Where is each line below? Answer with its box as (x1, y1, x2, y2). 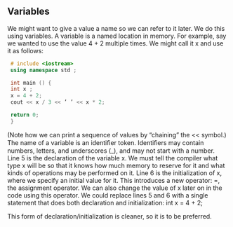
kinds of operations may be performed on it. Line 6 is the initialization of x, (7, 168, 222, 177)
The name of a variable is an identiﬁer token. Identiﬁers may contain (7, 138, 204, 146)
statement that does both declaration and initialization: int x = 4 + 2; (7, 198, 204, 207)
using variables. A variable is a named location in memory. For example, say (7, 32, 227, 40)
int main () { (10, 79, 52, 86)
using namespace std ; (10, 67, 77, 74)
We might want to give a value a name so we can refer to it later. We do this (7, 24, 225, 32)
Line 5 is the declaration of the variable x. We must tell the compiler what (7, 153, 218, 162)
